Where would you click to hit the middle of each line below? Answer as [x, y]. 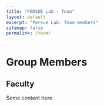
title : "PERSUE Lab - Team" [41, 11]
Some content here [29, 98]
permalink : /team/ [28, 33]
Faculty [20, 83]
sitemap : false [25, 28]
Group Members [47, 62]
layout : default [26, 17]
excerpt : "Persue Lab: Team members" [52, 22]
